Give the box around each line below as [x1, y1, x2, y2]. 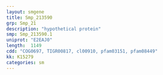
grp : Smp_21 [6, 20, 36, 26]
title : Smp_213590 [6, 15, 53, 21]
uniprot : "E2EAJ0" [6, 37, 53, 43]
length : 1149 [6, 43, 42, 49]
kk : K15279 [6, 54, 34, 60]
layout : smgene [6, 8, 45, 15]
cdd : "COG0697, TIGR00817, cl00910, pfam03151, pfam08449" [6, 48, 158, 54]
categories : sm [6, 59, 45, 65]
